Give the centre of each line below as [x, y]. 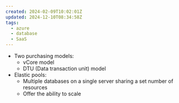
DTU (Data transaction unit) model [64, 68]
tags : [12, 22]
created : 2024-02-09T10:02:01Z [44, 12]
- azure [20, 28]
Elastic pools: [30, 75]
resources [35, 87]
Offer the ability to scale [52, 94]
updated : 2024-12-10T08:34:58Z [44, 17]
